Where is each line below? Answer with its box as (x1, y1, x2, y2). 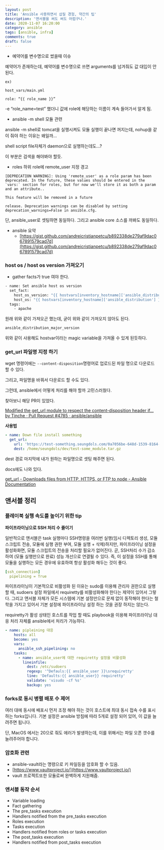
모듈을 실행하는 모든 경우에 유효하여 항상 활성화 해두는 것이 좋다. (5, 559, 128, 566)
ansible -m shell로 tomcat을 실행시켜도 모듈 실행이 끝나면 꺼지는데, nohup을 (5, 126, 152, 132)
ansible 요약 (12, 227, 36, 233)
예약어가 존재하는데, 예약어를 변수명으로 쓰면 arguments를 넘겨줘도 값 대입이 (5, 63, 152, 69)
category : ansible (5, 25, 42, 30)
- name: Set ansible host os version (5, 283, 82, 289)
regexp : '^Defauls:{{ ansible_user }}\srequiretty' (26, 669, 134, 674)
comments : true (5, 35, 36, 40)
